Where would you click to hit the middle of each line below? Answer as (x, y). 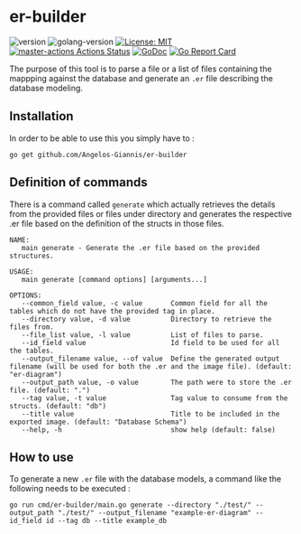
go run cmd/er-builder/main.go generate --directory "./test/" (131, 505)
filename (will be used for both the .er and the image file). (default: (151, 366)
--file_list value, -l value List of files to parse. (142, 335)
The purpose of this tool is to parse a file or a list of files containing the (141, 69)
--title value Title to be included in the (150, 414)
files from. (32, 327)
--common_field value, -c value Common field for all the (145, 303)
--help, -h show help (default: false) (149, 430)
